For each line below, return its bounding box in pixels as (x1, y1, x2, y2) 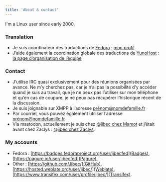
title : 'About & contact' (5, 7, 59, 12)
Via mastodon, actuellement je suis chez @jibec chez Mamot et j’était (12, 121, 155, 127)
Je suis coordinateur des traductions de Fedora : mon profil (12, 44, 135, 50)
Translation (5, 33, 33, 40)
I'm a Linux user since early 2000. (5, 21, 75, 27)
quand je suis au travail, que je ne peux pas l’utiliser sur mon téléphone (12, 90, 159, 95)
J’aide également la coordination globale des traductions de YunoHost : (12, 50, 160, 56)
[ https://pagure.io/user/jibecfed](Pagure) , (12, 155, 98, 162)
